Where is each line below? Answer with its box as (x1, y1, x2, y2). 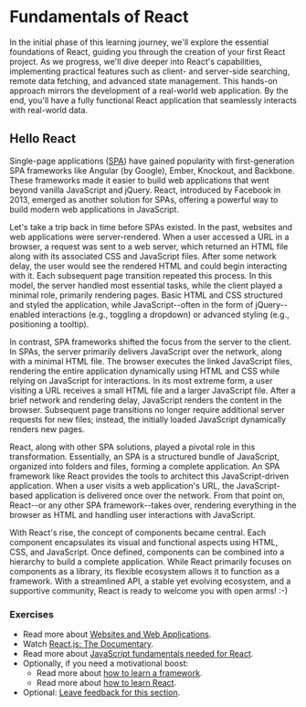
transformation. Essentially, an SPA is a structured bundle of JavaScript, (9, 450, 280, 462)
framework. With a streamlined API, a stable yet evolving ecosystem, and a (9, 575, 291, 586)
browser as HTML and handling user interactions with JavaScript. (9, 509, 256, 520)
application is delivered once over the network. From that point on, (35, 490, 286, 501)
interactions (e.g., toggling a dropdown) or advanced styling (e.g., (41, 309, 290, 320)
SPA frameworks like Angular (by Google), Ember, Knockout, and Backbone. (9, 164, 295, 175)
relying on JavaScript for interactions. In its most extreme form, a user (9, 375, 273, 385)
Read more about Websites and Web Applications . (22, 628, 212, 640)
